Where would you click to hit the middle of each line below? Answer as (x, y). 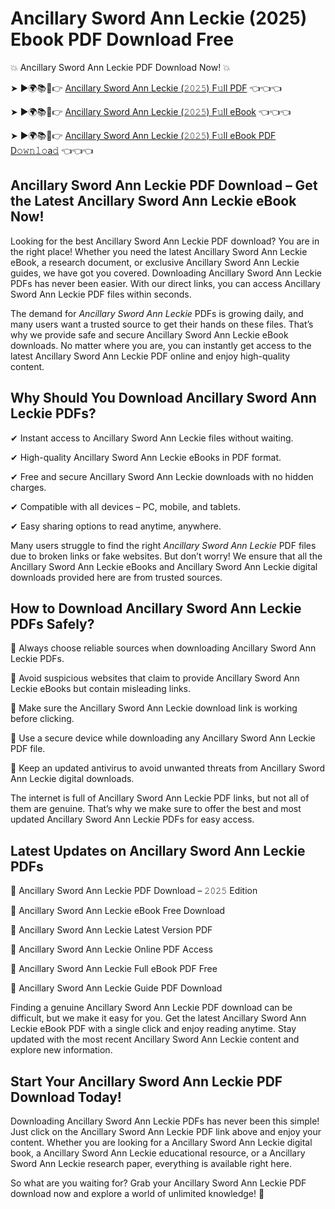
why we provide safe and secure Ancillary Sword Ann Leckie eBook (149, 334)
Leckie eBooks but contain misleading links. (101, 689)
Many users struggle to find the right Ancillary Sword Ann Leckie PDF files (163, 545)
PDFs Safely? (52, 623)
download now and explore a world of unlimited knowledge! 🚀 (137, 1193)
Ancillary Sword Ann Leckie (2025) (159, 18)
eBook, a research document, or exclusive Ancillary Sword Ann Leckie (155, 262)
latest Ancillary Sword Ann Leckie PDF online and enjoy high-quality (150, 356)
